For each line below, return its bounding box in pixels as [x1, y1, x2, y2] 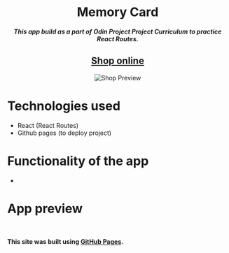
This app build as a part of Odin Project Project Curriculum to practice [13, 27, 222, 36]
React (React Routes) [17, 121, 79, 129]
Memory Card [76, 4, 159, 20]
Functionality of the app [7, 153, 149, 168]
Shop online [90, 55, 145, 67]
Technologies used [7, 98, 121, 114]
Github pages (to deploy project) [17, 129, 112, 137]
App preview [7, 201, 83, 217]
